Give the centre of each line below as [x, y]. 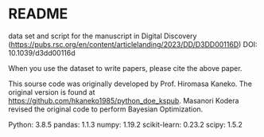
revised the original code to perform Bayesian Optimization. [106, 109]
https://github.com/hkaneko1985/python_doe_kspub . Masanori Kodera [124, 100]
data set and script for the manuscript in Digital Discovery [103, 36]
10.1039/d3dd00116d [42, 53]
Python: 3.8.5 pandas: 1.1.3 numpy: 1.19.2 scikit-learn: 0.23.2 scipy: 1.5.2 [125, 124]
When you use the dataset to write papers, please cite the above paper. [125, 68]
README [38, 14]
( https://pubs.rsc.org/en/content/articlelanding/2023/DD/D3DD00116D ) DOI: [133, 44]
